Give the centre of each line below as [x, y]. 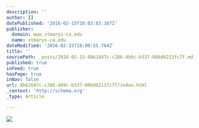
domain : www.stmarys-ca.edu [47, 35]
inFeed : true [23, 68]
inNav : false [23, 79]
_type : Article [25, 96]
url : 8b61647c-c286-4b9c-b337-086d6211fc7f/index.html [77, 86]
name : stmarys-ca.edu [39, 40]
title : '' [19, 52]
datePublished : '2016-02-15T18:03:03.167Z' [62, 23]
